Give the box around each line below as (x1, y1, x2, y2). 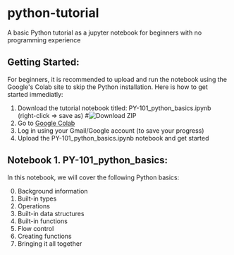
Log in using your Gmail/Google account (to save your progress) (17, 126, 204, 135)
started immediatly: (7, 90, 63, 98)
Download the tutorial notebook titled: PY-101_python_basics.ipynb (17, 104, 211, 112)
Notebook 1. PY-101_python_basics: (7, 154, 168, 167)
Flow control (17, 224, 54, 232)
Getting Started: (7, 57, 80, 69)
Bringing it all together (17, 239, 82, 248)
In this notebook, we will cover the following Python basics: (7, 173, 180, 182)
